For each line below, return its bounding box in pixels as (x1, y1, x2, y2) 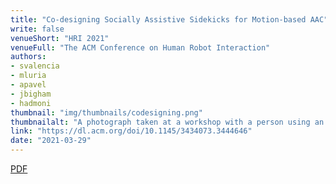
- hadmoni (10, 98, 52, 108)
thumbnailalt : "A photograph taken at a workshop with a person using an (10, 117, 325, 127)
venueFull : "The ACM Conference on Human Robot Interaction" (10, 42, 271, 53)
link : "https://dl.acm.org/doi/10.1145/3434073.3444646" (10, 126, 253, 136)
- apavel (10, 80, 47, 90)
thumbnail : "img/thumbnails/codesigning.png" (10, 107, 203, 118)
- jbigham (10, 89, 52, 99)
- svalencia (10, 61, 60, 71)
